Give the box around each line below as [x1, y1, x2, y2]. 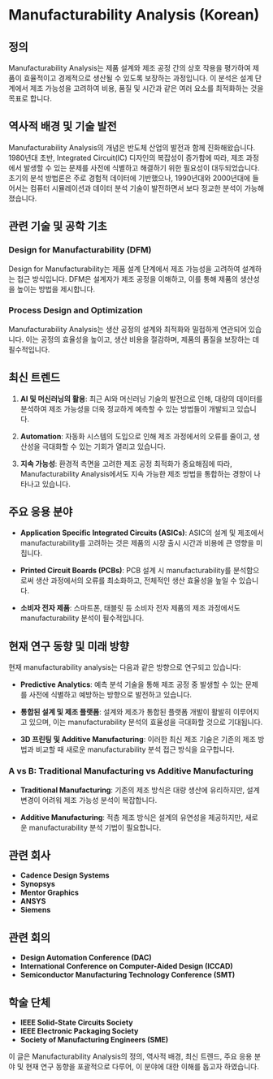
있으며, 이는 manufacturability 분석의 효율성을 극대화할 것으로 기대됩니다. [28, 717, 263, 727]
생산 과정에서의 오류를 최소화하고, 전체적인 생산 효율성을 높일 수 [35, 576, 237, 585]
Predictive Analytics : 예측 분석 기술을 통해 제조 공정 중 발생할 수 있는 [19, 680, 244, 689]
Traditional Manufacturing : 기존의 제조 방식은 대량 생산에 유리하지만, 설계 [19, 785, 260, 795]
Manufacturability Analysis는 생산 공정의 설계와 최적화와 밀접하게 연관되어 [8, 324, 247, 334]
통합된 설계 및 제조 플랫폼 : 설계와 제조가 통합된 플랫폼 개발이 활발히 [19, 707, 232, 717]
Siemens [19, 905, 51, 915]
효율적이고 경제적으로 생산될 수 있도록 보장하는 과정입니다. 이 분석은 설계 [23, 73, 253, 83]
